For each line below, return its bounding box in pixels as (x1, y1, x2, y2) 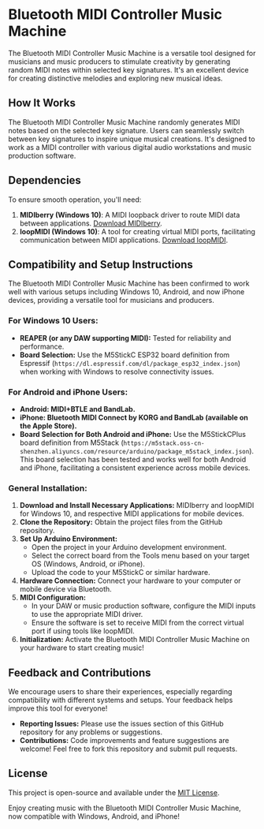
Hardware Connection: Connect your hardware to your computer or (19, 576, 242, 585)
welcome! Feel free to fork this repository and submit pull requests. (19, 744, 238, 754)
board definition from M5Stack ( (19, 438, 124, 447)
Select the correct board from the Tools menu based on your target (31, 551, 250, 561)
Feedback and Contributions (8, 666, 151, 679)
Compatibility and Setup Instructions (8, 258, 193, 271)
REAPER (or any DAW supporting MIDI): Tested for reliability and (19, 333, 232, 342)
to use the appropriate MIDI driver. (31, 610, 143, 619)
